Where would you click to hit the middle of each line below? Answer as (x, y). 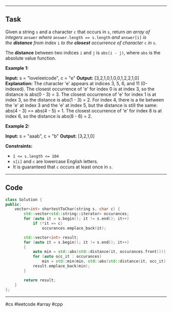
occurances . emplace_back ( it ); (74, 228)
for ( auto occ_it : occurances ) (67, 257)
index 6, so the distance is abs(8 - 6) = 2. (49, 116)
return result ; (40, 280)
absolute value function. (31, 58)
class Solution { (24, 200)
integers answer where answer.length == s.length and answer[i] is (76, 37)
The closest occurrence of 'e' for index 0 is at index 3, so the (90, 89)
